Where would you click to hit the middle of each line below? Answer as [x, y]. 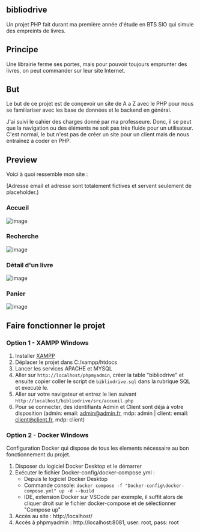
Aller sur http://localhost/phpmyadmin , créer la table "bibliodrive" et [99, 375]
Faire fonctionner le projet [56, 326]
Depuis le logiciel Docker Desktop [66, 479]
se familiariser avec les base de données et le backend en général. [89, 110]
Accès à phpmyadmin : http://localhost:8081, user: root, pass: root [97, 522]
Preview [22, 159]
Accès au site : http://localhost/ [54, 516]
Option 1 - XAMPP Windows [47, 343]
